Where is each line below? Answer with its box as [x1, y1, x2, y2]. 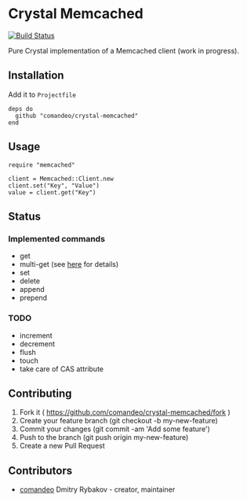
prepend [19, 293, 48, 303]
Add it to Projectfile [8, 90, 77, 99]
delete [19, 276, 41, 286]
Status [8, 209, 42, 223]
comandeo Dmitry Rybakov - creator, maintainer [19, 485, 176, 494]
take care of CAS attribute [19, 364, 104, 374]
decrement [19, 339, 56, 349]
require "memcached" [8, 161, 76, 169]
